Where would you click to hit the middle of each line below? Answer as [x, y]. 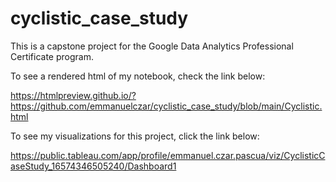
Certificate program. [52, 56]
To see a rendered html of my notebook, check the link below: [138, 76]
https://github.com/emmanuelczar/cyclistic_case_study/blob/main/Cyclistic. [166, 106]
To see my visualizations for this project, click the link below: [135, 136]
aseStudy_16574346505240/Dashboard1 [93, 166]
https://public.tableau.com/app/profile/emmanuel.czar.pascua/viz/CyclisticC [168, 155]
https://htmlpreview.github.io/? [73, 95]
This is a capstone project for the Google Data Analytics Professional [152, 46]
